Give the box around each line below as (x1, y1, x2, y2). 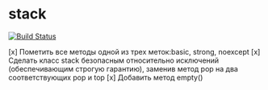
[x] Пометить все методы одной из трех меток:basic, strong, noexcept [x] (8, 47, 261, 56)
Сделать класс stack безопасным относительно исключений (8, 55, 220, 65)
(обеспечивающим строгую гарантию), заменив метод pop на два (8, 63, 238, 73)
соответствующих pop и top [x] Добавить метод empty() (8, 72, 203, 82)
